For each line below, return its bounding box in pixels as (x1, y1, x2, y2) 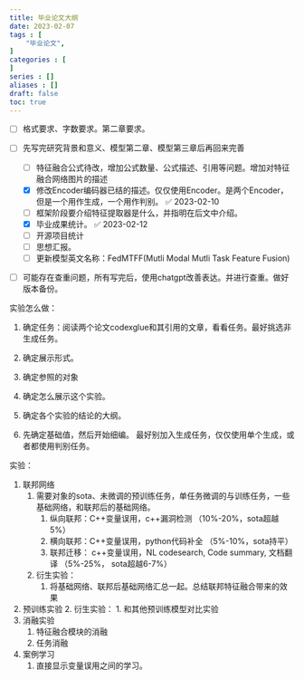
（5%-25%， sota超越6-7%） (60, 559, 172, 569)
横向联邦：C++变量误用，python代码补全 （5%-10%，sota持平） (49, 536, 294, 546)
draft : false (9, 89, 59, 98)
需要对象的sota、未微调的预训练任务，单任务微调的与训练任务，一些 (35, 491, 290, 501)
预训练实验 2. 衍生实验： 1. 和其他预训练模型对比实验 (22, 604, 219, 614)
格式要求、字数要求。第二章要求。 (22, 123, 150, 134)
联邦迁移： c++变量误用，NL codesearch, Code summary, (49, 547, 267, 558)
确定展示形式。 (22, 352, 79, 363)
